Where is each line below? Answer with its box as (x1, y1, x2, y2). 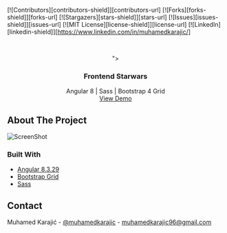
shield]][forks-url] (7, 13, 58, 21)
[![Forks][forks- (162, 6, 206, 14)
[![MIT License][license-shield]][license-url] (63, 21, 187, 28)
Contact (7, 199, 43, 212)
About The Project (7, 114, 87, 126)
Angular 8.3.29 (17, 165, 60, 174)
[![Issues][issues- (168, 13, 219, 21)
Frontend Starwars (83, 71, 148, 81)
